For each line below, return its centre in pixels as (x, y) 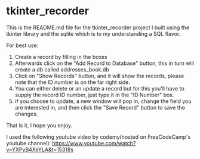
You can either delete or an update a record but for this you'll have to (100, 88)
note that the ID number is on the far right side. (72, 82)
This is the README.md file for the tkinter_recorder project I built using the (98, 27)
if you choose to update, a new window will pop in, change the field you (103, 101)
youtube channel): (29, 143)
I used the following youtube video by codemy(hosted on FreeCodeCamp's (99, 137)
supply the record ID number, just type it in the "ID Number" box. (94, 95)
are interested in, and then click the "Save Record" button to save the (100, 107)
